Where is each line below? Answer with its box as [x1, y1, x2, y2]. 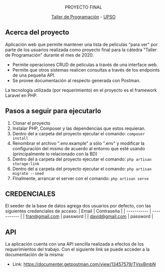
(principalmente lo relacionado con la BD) [12, 151, 98, 157]
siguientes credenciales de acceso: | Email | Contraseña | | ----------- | [5, 208, 152, 214]
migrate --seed [12, 171, 44, 176]
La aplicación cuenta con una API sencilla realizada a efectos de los [5, 241, 144, 247]
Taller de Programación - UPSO [51, 14, 116, 19]
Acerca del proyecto [5, 28, 70, 37]
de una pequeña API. [12, 72, 56, 78]
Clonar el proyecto [12, 120, 51, 126]
